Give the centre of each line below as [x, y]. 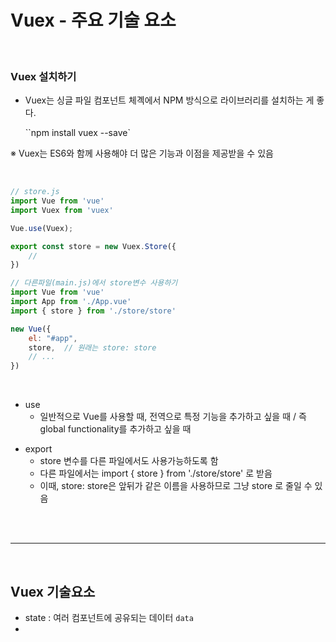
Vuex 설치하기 [43, 76]
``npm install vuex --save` [77, 133]
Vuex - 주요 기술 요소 [93, 20]
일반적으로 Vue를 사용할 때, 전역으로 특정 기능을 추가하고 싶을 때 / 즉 [173, 417]
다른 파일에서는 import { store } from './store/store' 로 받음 [156, 473]
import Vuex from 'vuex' [62, 210]
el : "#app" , [53, 338]
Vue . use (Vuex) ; [42, 228]
